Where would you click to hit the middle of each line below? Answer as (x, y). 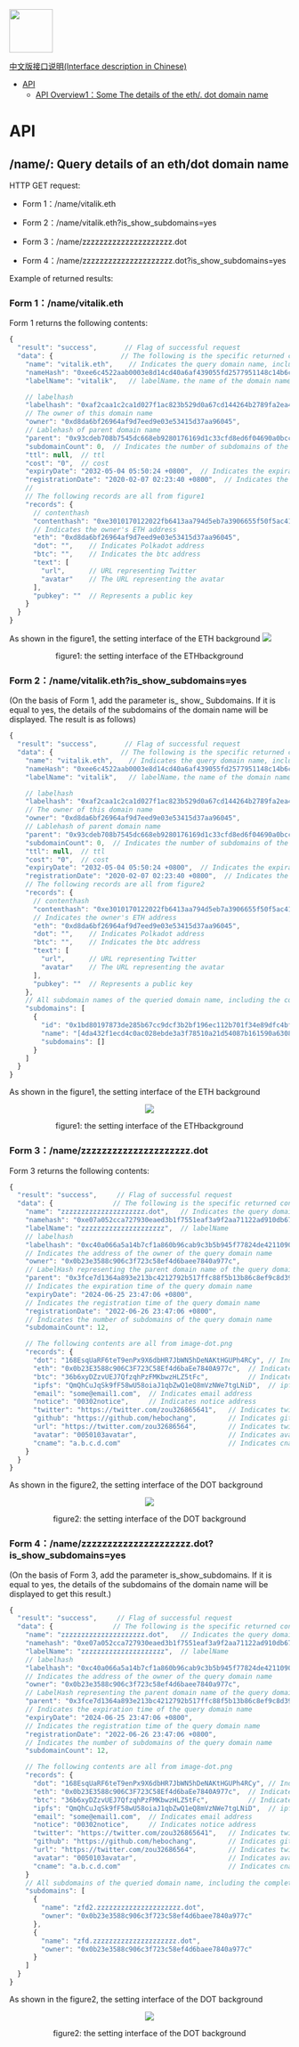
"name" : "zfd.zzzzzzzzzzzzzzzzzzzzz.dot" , (121, 1941)
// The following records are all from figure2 (115, 885)
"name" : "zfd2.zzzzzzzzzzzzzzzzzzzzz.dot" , (123, 1908)
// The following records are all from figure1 (115, 497)
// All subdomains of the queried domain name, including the (143, 1883)
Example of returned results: (61, 278)
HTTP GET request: (45, 185)
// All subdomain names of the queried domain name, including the (153, 1000)
